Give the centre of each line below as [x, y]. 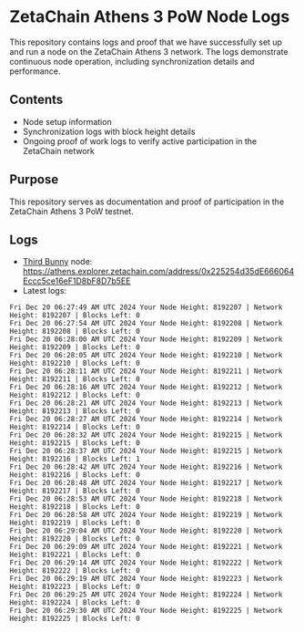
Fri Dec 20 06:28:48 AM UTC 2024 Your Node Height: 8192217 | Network [146, 483]
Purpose [34, 180]
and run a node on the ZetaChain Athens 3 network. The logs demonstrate [149, 51]
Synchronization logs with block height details [109, 131]
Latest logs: [44, 291]
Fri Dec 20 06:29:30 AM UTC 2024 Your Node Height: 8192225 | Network [146, 611]
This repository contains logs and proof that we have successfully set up [146, 42]
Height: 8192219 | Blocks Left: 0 [75, 523]
